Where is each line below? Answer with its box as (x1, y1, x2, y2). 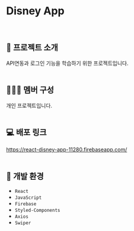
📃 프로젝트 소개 (6, 43, 58, 53)
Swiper (14, 220, 31, 226)
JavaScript (14, 195, 42, 201)
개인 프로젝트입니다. (6, 102, 52, 109)
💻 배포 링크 (6, 127, 47, 138)
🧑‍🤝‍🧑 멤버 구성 (6, 85, 55, 95)
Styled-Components (14, 207, 60, 214)
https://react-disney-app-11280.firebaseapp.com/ (6, 146, 127, 153)
